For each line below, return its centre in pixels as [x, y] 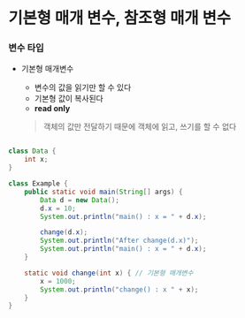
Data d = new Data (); [80, 200]
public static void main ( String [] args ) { [103, 192]
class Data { [32, 151]
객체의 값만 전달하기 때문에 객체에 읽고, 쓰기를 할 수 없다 [140, 127]
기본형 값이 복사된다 [69, 99]
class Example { [38, 184]
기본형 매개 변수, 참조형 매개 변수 [120, 18]
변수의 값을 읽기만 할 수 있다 [83, 87]
